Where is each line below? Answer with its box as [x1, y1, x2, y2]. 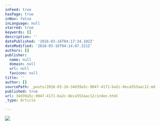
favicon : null [9, 71, 38, 76]
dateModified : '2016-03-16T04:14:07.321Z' [5, 43, 92, 48]
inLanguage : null [5, 21, 40, 26]
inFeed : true [5, 7, 32, 12]
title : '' [5, 75, 25, 80]
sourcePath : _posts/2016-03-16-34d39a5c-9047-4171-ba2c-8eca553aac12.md [5, 84, 156, 89]
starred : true [5, 25, 34, 30]
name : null [9, 57, 32, 62]
